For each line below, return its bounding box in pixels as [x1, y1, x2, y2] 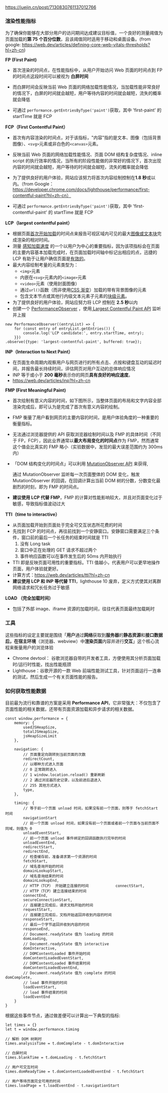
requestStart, [23, 907, 52, 912]
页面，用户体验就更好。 [12, 566, 61, 572]
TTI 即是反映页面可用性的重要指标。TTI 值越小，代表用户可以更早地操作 [12, 560, 160, 566]
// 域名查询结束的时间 [23, 873, 63, 878]
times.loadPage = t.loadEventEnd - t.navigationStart [5, 1083, 120, 1088]
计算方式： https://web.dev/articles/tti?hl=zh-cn [12, 572, 110, 578]
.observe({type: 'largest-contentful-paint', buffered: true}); [5, 340, 142, 345]
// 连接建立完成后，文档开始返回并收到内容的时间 [23, 912, 112, 917]
